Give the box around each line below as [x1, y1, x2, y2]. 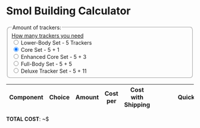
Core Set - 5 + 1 [20, 46, 60, 53]
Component [9, 93, 43, 101]
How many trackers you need [11, 32, 84, 39]
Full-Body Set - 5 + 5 [20, 60, 73, 67]
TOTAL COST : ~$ [6, 115, 49, 123]
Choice [49, 93, 70, 101]
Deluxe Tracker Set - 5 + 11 [20, 67, 87, 74]
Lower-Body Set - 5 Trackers [20, 39, 92, 46]
